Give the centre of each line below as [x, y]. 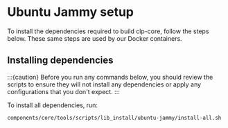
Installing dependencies [60, 61]
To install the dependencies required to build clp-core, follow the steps [108, 31]
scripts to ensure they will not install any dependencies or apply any [104, 84]
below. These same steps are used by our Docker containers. [95, 38]
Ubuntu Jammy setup [70, 12]
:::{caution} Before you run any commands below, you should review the [110, 77]
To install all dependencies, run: [53, 105]
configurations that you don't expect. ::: [63, 91]
